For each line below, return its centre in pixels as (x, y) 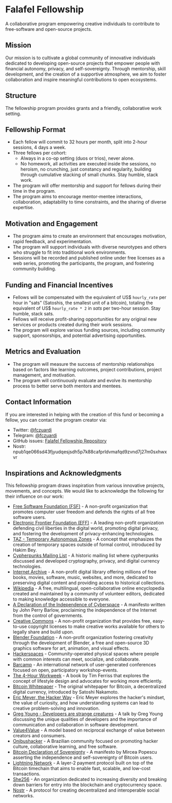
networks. (23, 796)
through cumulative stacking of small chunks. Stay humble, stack (89, 175)
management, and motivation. (44, 375)
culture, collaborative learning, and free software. (65, 746)
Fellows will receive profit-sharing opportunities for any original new (85, 319)
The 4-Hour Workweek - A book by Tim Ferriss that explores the (81, 676)
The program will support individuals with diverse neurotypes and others (90, 247)
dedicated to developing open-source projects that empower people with (83, 63)
